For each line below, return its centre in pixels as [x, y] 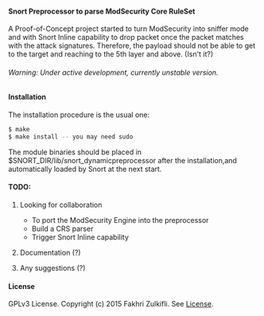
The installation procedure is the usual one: [79, 115]
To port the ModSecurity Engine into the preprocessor [120, 220]
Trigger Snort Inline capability [80, 237]
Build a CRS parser [62, 228]
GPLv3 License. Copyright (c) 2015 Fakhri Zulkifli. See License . [111, 304]
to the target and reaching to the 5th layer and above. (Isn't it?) [111, 54]
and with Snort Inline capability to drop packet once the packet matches [126, 37]
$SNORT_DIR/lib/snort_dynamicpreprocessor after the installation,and [122, 160]
